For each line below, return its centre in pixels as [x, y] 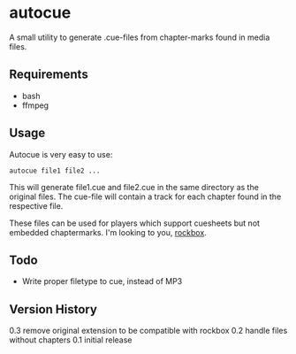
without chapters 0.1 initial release [71, 340]
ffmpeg [35, 105]
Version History [53, 309]
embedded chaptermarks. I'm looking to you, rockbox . [108, 232]
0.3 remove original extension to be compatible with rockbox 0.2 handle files [148, 331]
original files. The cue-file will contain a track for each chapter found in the [145, 196]
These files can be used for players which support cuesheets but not [135, 223]
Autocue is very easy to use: [61, 154]
